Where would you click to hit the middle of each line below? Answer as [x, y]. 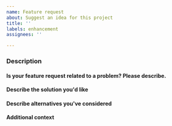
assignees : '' [24, 35]
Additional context [30, 117]
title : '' [19, 23]
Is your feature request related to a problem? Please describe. [86, 75]
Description [24, 61]
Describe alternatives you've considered [59, 103]
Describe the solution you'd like [47, 89]
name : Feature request [35, 12]
